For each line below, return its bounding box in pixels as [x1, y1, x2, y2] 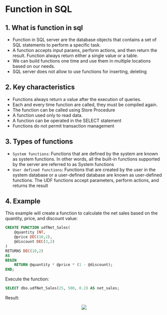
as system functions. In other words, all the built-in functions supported [12, 156, 160, 162]
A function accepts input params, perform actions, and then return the [12, 47, 157, 53]
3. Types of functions [5, 137, 73, 146]
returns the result [12, 182, 48, 188]
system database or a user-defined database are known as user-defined [12, 171, 162, 178]
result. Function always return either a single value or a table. [12, 52, 138, 58]
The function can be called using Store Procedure [12, 106, 115, 113]
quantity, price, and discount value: [5, 215, 78, 221]
